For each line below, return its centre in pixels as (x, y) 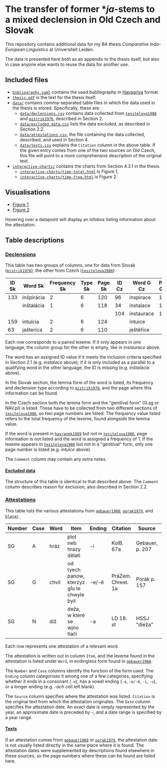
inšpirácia (34, 297)
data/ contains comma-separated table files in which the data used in (84, 103)
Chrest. (120, 582)
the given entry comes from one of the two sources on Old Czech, (87, 150)
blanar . (12, 516)
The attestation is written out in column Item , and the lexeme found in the (80, 655)
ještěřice (139, 330)
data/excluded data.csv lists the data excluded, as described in (85, 124)
